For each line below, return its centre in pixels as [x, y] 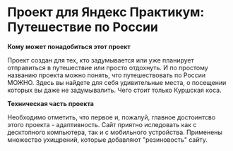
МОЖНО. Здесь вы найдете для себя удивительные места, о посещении [117, 82]
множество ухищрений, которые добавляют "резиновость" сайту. [108, 139]
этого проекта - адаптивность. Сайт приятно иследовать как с [102, 124]
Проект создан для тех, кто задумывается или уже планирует [101, 60]
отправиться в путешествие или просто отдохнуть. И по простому [108, 67]
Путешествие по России [83, 27]
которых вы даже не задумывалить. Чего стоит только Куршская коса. [114, 90]
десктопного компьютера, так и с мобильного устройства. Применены [115, 132]
